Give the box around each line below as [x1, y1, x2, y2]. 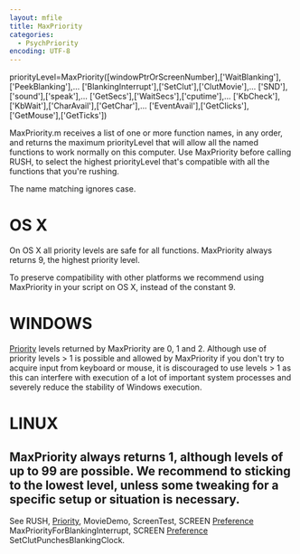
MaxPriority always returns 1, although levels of [9, 449, 284, 465]
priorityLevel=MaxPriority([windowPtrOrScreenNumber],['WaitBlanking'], [9, 71, 282, 82]
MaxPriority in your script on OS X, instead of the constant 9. [9, 282, 237, 293]
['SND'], [258, 81, 288, 92]
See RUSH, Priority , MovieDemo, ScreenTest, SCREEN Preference [9, 516, 255, 526]
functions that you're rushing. [9, 166, 120, 177]
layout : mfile [9, 13, 63, 23]
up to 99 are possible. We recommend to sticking [9, 463, 291, 479]
